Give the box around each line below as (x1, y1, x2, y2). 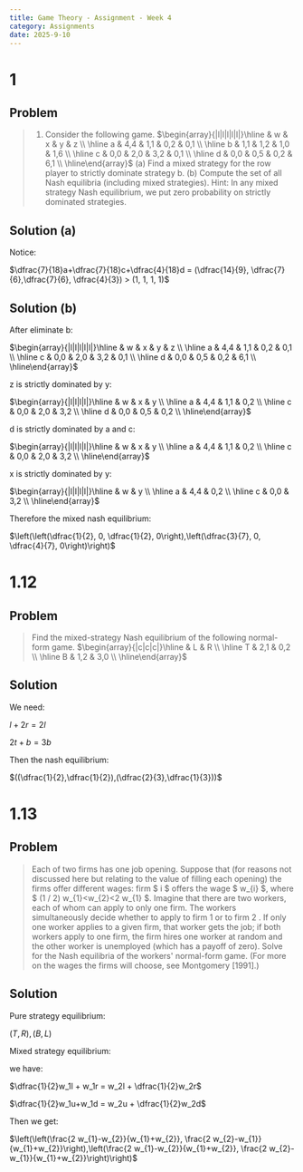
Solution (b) (9, 300, 77, 315)
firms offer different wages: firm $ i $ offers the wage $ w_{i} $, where (31, 883, 294, 894)
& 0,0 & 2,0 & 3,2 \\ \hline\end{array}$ (9, 450, 150, 461)
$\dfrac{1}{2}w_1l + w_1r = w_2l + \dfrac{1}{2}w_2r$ (9, 1080, 202, 1091)
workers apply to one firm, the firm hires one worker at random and (31, 931, 283, 942)
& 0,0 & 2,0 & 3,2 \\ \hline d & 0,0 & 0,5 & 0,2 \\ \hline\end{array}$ (9, 406, 251, 417)
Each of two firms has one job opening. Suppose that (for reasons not (31, 863, 292, 875)
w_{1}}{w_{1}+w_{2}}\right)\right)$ (9, 1152, 138, 1163)
